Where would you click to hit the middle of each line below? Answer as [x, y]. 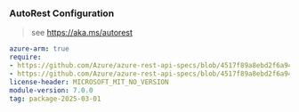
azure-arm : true [39, 49]
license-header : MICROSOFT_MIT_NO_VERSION [89, 82]
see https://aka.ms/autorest [82, 33]
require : [25, 57]
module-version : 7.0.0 [51, 90]
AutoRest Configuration [62, 13]
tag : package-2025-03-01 [55, 99]
